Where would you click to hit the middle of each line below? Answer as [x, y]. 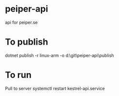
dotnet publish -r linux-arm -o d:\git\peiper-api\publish [59, 55]
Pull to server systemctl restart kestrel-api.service [55, 88]
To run [18, 75]
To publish [27, 42]
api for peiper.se [21, 22]
